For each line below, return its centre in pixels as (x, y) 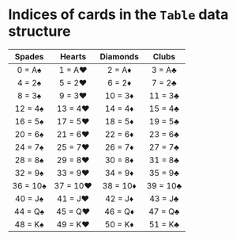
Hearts (73, 56)
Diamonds (120, 56)
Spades (29, 56)
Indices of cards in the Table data (118, 15)
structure (39, 31)
